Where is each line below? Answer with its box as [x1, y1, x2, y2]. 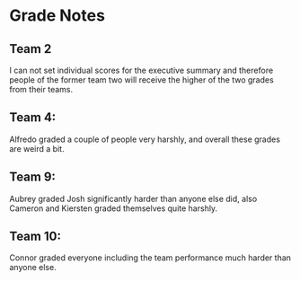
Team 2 [9, 41, 52, 57]
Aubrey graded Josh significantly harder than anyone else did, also [9, 193, 258, 204]
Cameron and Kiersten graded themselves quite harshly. [9, 203, 218, 214]
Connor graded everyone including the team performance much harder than [9, 252, 292, 263]
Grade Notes [9, 5, 106, 26]
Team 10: [9, 229, 61, 244]
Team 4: [9, 110, 57, 126]
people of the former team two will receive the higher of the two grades [9, 75, 274, 85]
